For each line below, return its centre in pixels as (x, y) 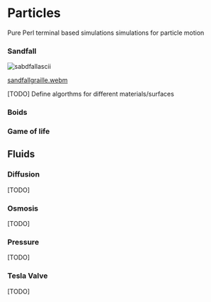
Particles (34, 13)
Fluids (21, 154)
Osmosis (23, 208)
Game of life (29, 131)
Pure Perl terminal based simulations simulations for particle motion (106, 33)
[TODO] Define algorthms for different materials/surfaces (91, 94)
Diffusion (24, 174)
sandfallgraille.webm (38, 80)
